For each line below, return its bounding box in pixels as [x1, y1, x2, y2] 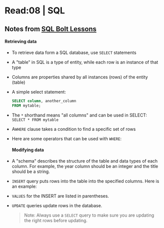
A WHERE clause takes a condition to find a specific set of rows [11, 126, 136, 132]
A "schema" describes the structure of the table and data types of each [11, 158, 158, 164]
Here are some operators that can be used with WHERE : [11, 135, 122, 141]
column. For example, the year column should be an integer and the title [11, 163, 159, 169]
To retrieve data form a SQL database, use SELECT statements [11, 50, 137, 56]
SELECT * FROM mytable [11, 117, 59, 122]
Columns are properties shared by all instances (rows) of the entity [11, 74, 148, 80]
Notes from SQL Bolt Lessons [4, 25, 97, 33]
